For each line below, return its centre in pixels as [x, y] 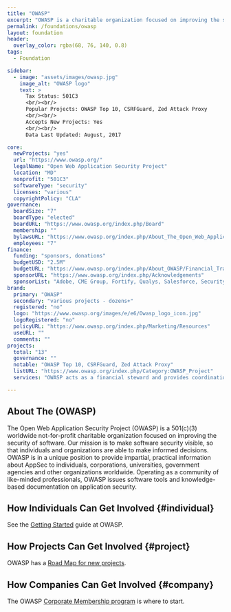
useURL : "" [29, 333]
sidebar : [20, 71]
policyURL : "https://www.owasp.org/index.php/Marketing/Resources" [112, 326]
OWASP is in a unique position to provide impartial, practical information [109, 457]
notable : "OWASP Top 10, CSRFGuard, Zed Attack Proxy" [93, 365]
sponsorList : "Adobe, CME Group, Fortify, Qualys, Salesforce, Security [120, 282]
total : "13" [31, 352]
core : [15, 147]
